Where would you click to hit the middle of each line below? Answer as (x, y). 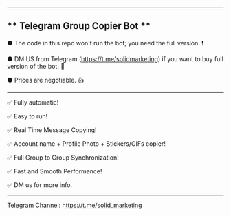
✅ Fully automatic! (33, 102)
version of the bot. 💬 (36, 66)
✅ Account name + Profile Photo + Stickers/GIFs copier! (87, 143)
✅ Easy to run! (27, 116)
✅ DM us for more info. (40, 185)
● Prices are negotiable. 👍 (46, 80)
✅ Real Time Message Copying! (52, 130)
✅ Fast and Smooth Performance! (55, 171)
